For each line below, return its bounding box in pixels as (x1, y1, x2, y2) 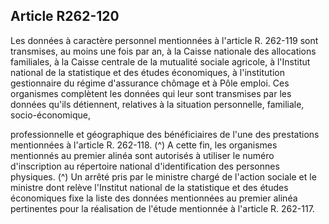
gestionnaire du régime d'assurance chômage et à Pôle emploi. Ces (10, 77, 290, 89)
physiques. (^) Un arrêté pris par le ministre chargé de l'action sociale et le (10, 170, 317, 183)
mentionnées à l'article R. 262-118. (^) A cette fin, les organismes (10, 139, 278, 151)
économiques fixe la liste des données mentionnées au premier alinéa (10, 192, 298, 204)
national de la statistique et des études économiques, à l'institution (10, 66, 285, 78)
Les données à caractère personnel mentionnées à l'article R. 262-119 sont (10, 34, 319, 46)
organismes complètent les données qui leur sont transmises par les (10, 87, 292, 99)
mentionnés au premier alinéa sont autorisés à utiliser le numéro (10, 149, 275, 161)
